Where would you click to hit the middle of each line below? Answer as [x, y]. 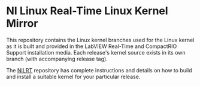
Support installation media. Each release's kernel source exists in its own [96, 52]
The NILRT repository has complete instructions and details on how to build [99, 70]
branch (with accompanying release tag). [57, 59]
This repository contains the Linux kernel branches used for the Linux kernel [100, 40]
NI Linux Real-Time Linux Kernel [87, 11]
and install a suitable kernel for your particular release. [73, 77]
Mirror [22, 23]
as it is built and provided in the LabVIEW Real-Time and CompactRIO [92, 46]
